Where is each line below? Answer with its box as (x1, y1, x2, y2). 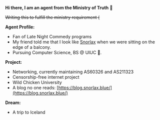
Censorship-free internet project (12, 74, 79, 80)
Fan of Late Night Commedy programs (12, 34, 92, 39)
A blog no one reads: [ (12, 85, 58, 91)
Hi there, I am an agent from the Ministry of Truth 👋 (5, 5, 113, 10)
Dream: (5, 100, 21, 106)
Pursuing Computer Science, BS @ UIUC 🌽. (12, 50, 102, 55)
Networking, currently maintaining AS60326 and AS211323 (12, 69, 134, 75)
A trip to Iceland (12, 110, 46, 115)
